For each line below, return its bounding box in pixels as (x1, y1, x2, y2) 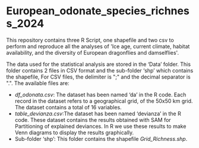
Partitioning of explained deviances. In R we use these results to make (14, 122, 187, 130)
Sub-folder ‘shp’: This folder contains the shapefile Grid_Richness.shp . (14, 135, 188, 142)
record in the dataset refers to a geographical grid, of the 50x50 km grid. (14, 97, 193, 105)
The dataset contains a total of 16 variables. (14, 103, 122, 111)
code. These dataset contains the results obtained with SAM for (14, 116, 171, 123)
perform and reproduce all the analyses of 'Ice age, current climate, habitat (6, 43, 190, 50)
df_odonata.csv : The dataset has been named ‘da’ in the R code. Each (14, 91, 187, 98)
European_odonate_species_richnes (6, 4, 190, 18)
